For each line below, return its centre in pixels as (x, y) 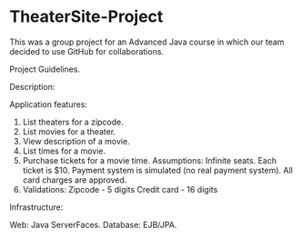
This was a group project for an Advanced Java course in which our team (147, 42)
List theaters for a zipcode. (73, 122)
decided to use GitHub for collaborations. (87, 51)
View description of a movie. (76, 141)
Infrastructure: (36, 207)
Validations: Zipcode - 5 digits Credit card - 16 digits (120, 189)
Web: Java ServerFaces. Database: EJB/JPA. (93, 224)
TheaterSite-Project (86, 17)
